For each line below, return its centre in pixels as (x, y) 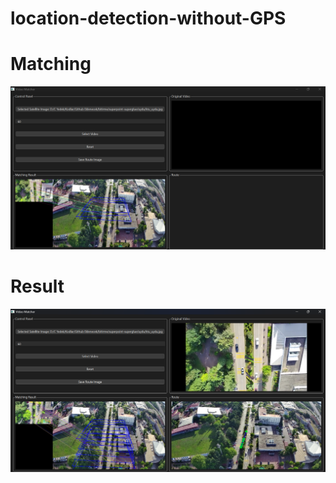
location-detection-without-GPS (148, 18)
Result (37, 286)
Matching (51, 64)
